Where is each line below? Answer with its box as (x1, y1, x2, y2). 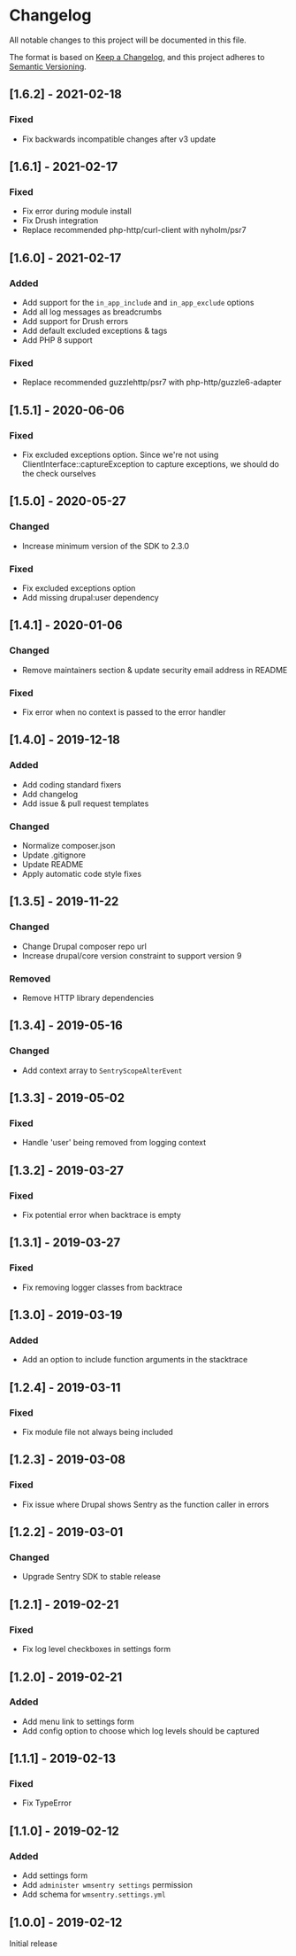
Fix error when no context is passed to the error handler (21, 706, 226, 718)
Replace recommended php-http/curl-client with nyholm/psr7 (21, 225, 247, 236)
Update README (21, 858, 84, 869)
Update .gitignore (21, 850, 87, 860)
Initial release (9, 1937, 57, 1949)
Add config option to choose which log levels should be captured (21, 1725, 260, 1736)
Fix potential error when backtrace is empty (21, 1209, 181, 1220)
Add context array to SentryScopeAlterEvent (21, 1065, 183, 1075)
